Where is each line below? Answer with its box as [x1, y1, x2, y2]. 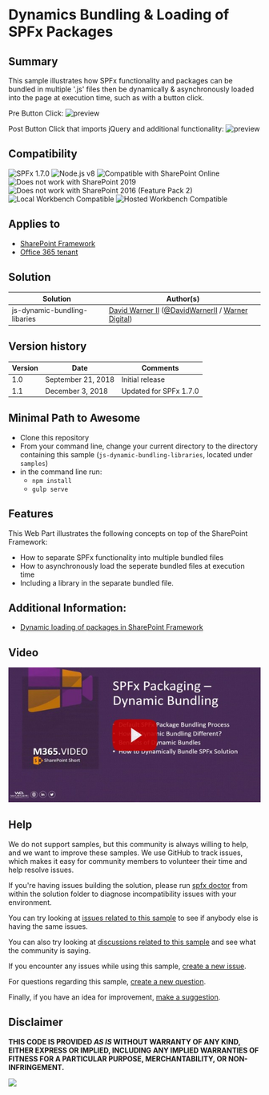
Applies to [8, 217, 61, 231]
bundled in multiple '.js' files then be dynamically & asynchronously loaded [8, 84, 255, 94]
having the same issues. [8, 921, 88, 931]
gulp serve [31, 485, 69, 493]
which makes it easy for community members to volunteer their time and [8, 856, 247, 866]
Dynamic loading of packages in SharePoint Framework [19, 623, 204, 632]
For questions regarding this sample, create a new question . [8, 976, 207, 986]
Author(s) [166, 294, 200, 303]
